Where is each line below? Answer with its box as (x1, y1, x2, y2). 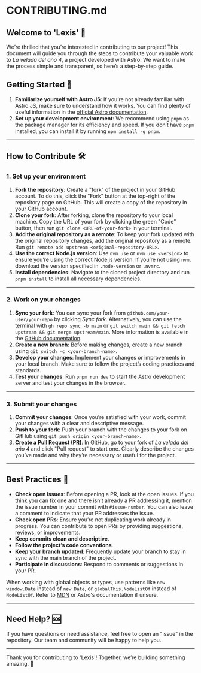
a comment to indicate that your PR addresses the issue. (14, 509, 154, 517)
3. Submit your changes (6, 400, 77, 408)
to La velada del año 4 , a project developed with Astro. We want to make (6, 56, 186, 63)
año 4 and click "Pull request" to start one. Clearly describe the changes (14, 445, 194, 452)
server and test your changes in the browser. (14, 379, 126, 387)
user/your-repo (14, 316, 53, 322)
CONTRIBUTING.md (6, 4, 108, 17)
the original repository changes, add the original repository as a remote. (14, 237, 193, 244)
